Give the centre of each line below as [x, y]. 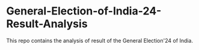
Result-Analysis [47, 24]
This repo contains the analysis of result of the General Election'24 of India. [100, 40]
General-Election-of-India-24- [84, 11]
